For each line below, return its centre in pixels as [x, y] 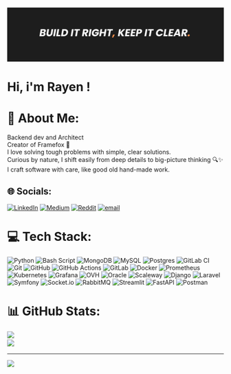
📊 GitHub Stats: [54, 311]
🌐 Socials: [30, 191]
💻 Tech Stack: [49, 237]
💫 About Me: [43, 118]
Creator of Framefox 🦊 [39, 145]
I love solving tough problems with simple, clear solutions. [89, 152]
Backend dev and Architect [45, 137]
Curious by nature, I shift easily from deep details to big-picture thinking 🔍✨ [115, 160]
